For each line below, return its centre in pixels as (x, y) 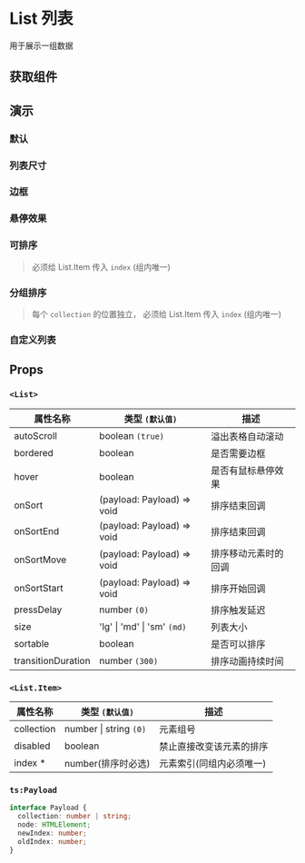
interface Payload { (49, 808)
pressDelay (38, 610)
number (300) (129, 660)
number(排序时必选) (108, 763)
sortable (32, 643)
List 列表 (41, 19)
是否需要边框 (238, 453)
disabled (32, 746)
